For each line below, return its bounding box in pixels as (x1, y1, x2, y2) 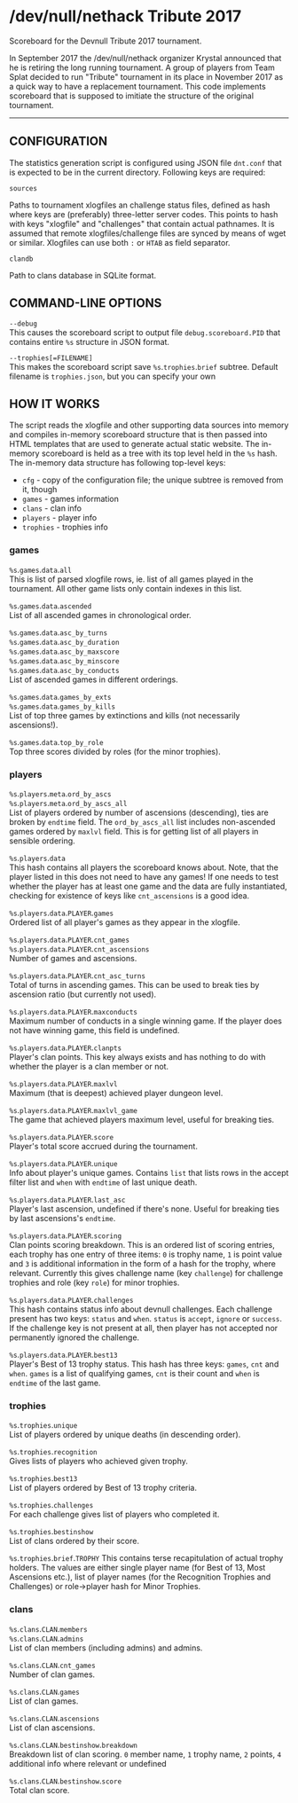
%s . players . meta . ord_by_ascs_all (9, 797, 128, 808)
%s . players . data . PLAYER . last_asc (9, 1194, 126, 1204)
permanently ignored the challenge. (9, 1332, 140, 1343)
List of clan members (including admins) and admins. (9, 1642, 203, 1653)
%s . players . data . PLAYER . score (9, 1131, 114, 1141)
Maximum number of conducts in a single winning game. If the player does (9, 1015, 282, 1026)
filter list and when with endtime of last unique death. (9, 1177, 198, 1188)
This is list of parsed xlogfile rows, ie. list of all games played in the (9, 574, 254, 584)
